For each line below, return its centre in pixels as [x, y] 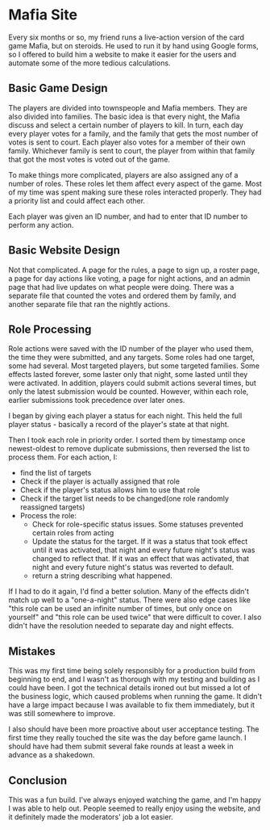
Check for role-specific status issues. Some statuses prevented [137, 524]
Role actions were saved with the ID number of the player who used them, [131, 349]
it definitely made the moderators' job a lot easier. [91, 817]
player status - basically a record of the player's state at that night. [119, 425]
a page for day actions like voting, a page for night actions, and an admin [129, 278]
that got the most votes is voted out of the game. [89, 159]
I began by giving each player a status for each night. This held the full [125, 416]
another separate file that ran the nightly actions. [89, 304]
